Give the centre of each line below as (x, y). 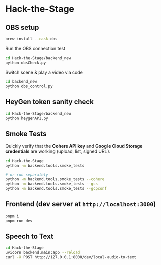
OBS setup (22, 28)
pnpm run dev (19, 221)
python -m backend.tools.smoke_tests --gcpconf (56, 189)
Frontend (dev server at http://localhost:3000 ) (81, 204)
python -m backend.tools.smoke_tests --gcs (52, 184)
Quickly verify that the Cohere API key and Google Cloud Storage (74, 146)
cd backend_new (21, 81)
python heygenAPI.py (27, 118)
